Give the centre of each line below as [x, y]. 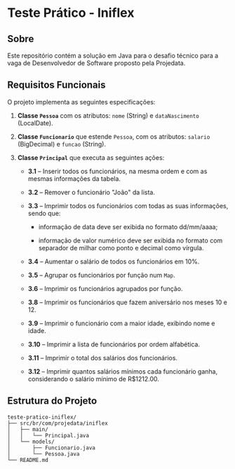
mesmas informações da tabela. [74, 178]
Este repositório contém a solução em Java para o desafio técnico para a [113, 55]
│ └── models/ [31, 442]
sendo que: [44, 213]
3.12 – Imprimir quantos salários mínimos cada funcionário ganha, [123, 371]
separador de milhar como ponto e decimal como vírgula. [121, 247]
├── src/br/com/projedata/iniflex [58, 423]
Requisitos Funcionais [57, 85]
